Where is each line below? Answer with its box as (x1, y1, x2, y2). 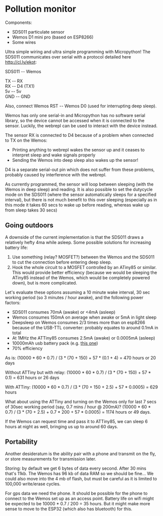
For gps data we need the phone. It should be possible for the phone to (5, 490, 148, 496)
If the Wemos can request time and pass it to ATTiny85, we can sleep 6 (5, 418, 148, 424)
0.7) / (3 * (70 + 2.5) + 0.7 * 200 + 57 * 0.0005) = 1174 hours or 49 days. (5, 409, 151, 415)
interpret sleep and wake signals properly (12, 152, 96, 158)
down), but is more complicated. (12, 280, 77, 286)
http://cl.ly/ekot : (5, 59, 37, 65)
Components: (5, 19, 33, 25)
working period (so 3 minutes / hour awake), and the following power (5, 294, 144, 300)
